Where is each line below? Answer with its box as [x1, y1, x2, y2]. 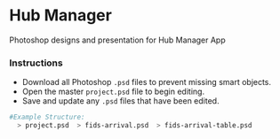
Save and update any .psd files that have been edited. [21, 96, 220, 106]
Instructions [9, 57, 64, 69]
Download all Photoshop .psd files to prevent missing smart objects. [21, 77, 272, 88]
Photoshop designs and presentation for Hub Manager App [9, 35, 227, 45]
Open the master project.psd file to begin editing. [21, 86, 205, 97]
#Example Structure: [9, 112, 86, 122]
